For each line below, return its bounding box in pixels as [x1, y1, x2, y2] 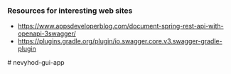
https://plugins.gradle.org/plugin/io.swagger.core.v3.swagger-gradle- [17, 37, 222, 46]
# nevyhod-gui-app [7, 58, 65, 67]
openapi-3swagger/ [17, 29, 76, 38]
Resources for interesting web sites [7, 6, 133, 16]
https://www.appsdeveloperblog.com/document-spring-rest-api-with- [17, 22, 224, 31]
